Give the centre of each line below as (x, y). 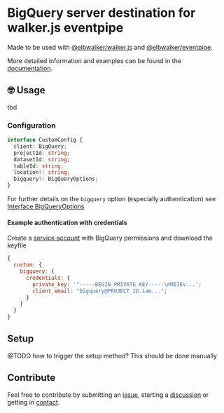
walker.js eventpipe (65, 28)
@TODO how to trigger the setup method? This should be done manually (112, 356)
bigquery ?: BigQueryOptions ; (56, 179)
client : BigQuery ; (41, 146)
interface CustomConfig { (45, 140)
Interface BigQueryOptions (46, 206)
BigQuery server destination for (101, 13)
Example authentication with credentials (67, 222)
